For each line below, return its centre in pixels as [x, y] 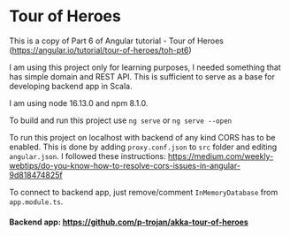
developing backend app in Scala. [71, 86]
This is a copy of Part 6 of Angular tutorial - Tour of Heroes [116, 41]
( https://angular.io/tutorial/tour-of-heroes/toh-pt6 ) [100, 49]
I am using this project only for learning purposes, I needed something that [145, 67]
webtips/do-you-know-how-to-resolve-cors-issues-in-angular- [125, 165]
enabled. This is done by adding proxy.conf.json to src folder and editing [143, 147]
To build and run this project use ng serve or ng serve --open [121, 120]
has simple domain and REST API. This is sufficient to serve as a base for [142, 76]
